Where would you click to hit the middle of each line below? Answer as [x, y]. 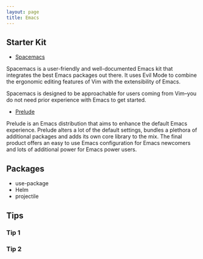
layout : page [23, 12]
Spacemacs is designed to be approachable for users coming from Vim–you [101, 94]
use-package [32, 183]
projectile [27, 196]
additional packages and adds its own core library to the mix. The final [94, 137]
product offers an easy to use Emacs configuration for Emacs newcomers [98, 143]
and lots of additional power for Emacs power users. [72, 149]
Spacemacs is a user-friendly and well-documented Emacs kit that [90, 69]
